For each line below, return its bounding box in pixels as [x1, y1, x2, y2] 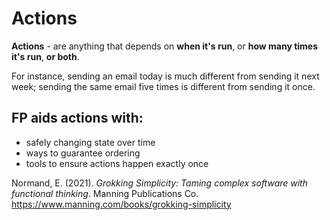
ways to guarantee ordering [25, 147, 141, 159]
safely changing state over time [25, 136, 156, 148]
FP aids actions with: [11, 110, 144, 127]
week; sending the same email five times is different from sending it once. [11, 80, 316, 92]
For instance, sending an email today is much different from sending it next [11, 70, 320, 82]
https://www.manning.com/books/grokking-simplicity [11, 198, 232, 210]
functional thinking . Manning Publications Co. [11, 187, 199, 199]
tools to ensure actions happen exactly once [25, 157, 209, 169]
